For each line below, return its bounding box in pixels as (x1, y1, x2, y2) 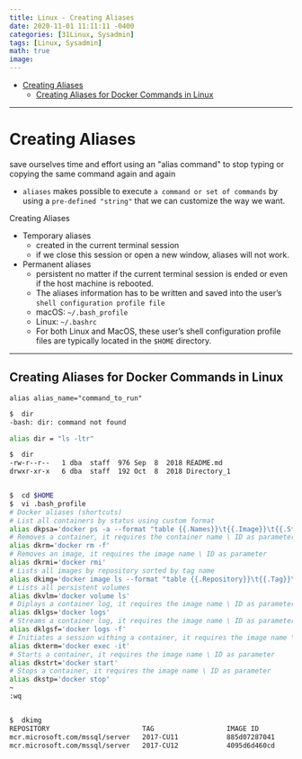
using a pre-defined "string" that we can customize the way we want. (22, 195, 286, 206)
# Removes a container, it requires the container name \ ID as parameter (9, 532, 296, 542)
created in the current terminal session (35, 239, 180, 250)
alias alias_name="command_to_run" (9, 393, 143, 403)
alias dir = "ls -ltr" (9, 433, 94, 443)
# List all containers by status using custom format (9, 516, 216, 525)
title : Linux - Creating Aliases (9, 13, 135, 22)
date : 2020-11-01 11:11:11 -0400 (9, 22, 135, 31)
